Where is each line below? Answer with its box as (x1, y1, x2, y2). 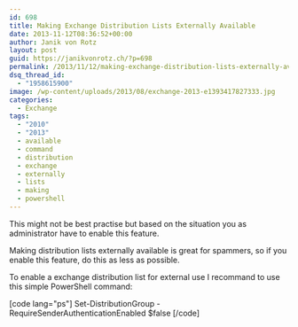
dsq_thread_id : (9, 71, 66, 80)
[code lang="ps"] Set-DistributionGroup (9, 298, 155, 308)
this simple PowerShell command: (9, 281, 133, 292)
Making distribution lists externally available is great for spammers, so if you (9, 245, 287, 255)
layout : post (9, 46, 58, 55)
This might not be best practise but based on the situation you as (9, 218, 247, 229)
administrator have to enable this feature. (9, 228, 160, 238)
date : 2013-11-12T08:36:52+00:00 (9, 29, 133, 38)
